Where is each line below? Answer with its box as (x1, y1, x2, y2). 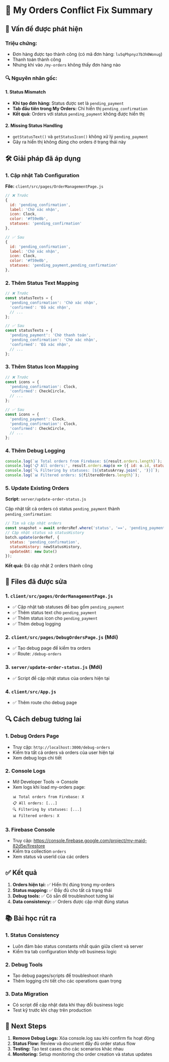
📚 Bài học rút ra (5, 914, 56, 923)
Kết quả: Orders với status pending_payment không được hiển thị (12, 111, 145, 117)
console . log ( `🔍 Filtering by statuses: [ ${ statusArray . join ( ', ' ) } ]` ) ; (5, 468, 160, 473)
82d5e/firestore (12, 843, 45, 849)
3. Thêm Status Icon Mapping (5, 363, 79, 370)
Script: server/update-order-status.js (5, 496, 87, 502)
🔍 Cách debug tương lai (5, 715, 81, 724)
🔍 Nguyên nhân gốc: (5, 74, 58, 82)
